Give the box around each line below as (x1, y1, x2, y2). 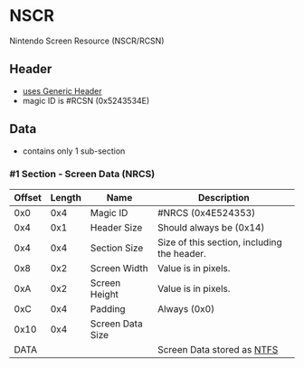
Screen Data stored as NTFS (157, 343, 279, 355)
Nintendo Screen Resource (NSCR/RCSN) (9, 35, 165, 46)
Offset (14, 191, 43, 203)
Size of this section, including (157, 236, 282, 249)
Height (90, 288, 119, 300)
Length (50, 191, 81, 203)
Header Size (90, 221, 143, 233)
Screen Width (90, 261, 148, 274)
